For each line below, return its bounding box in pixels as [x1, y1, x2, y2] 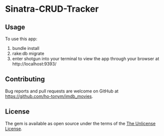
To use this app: [5, 36, 38, 42]
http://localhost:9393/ [12, 61, 57, 67]
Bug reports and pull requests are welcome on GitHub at [5, 88, 119, 94]
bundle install [12, 45, 40, 51]
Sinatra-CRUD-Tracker [5, 3, 99, 15]
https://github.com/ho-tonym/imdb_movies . [5, 93, 94, 99]
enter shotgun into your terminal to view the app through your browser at [12, 56, 160, 62]
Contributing [5, 75, 45, 84]
